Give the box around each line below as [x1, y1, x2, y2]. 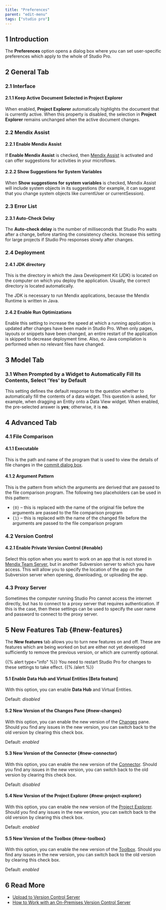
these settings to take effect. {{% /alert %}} [5, 664, 94, 670]
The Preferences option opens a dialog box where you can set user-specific [5, 48, 162, 54]
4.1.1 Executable [5, 445, 39, 452]
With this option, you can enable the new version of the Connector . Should [5, 761, 157, 767]
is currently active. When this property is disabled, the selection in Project [5, 111, 157, 117]
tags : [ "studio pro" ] [5, 16, 50, 21]
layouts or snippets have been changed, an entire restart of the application [5, 331, 158, 337]
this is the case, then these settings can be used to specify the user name [5, 606, 156, 612]
